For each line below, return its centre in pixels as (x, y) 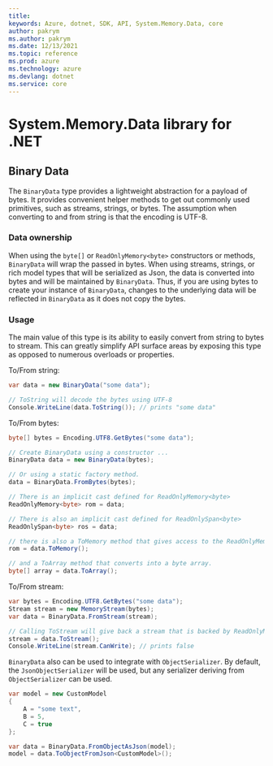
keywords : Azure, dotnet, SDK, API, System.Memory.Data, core (116, 24)
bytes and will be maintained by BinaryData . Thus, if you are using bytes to (133, 281)
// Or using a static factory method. (74, 475)
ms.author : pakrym (39, 39)
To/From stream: (36, 586)
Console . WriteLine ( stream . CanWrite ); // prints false (102, 647)
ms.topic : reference (43, 54)
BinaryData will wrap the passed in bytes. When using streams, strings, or (132, 264)
